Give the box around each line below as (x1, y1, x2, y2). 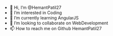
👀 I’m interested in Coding (9, 10, 62, 16)
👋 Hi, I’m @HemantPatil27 (9, 5, 62, 10)
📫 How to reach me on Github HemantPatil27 (9, 26, 102, 31)
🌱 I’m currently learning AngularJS (9, 15, 79, 20)
